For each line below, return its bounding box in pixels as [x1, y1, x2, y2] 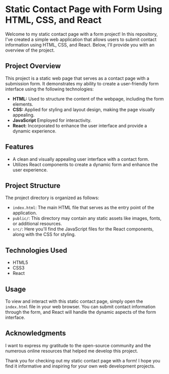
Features [5, 143, 34, 151]
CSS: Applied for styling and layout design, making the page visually [12, 106, 155, 112]
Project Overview [5, 62, 61, 70]
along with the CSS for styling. [12, 231, 76, 238]
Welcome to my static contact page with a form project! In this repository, [5, 31, 158, 37]
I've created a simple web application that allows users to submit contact [5, 36, 157, 42]
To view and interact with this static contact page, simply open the [5, 298, 143, 304]
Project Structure [5, 181, 61, 190]
